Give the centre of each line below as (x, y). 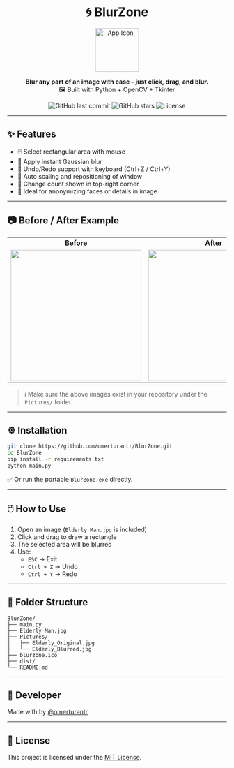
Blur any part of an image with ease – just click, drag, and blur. (117, 82)
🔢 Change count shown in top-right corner (78, 184)
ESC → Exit (42, 559)
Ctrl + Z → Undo (53, 566)
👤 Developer (34, 695)
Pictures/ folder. (48, 401)
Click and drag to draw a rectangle (67, 537)
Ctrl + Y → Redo (53, 574)
